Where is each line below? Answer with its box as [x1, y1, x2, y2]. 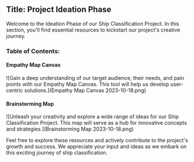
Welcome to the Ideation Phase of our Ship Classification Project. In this [6, 20, 180, 27]
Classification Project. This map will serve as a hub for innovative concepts [6, 119, 188, 126]
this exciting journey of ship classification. [6, 149, 108, 156]
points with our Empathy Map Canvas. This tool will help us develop [6, 80, 169, 87]
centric [6, 87, 23, 94]
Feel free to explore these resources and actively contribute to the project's [6, 137, 189, 144]
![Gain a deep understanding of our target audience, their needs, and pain [6, 74, 185, 81]
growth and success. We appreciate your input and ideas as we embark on [6, 143, 187, 150]
